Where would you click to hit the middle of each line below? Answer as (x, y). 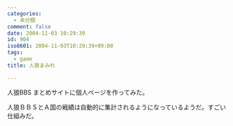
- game (23, 59)
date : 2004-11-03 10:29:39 (46, 33)
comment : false (29, 26)
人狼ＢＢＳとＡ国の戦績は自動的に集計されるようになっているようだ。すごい (116, 107)
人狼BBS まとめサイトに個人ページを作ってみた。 (78, 92)
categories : (24, 14)
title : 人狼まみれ (31, 65)
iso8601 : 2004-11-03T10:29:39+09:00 (60, 46)
